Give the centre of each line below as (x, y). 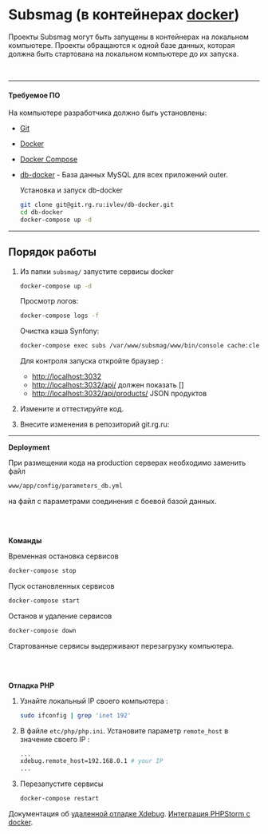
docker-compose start (44, 601)
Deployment (29, 447)
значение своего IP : (55, 739)
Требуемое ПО (34, 95)
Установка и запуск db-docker (71, 190)
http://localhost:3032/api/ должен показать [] (108, 385)
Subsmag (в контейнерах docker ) (124, 15)
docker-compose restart (59, 799)
